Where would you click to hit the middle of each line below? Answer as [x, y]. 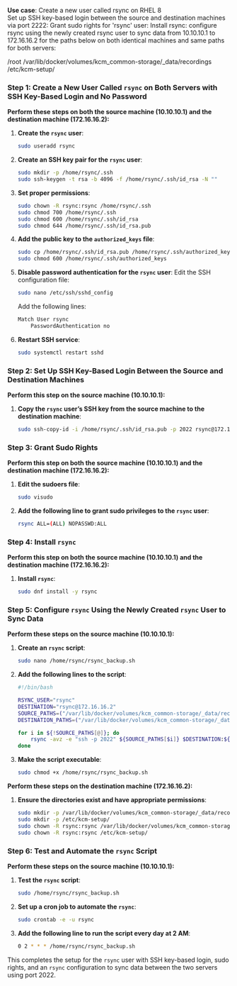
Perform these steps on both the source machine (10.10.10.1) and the [110, 112]
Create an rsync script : [51, 648]
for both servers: [32, 48]
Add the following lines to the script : [72, 675]
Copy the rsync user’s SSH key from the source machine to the [111, 409]
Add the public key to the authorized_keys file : [86, 239]
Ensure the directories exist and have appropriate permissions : [112, 800]
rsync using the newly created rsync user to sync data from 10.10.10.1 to [111, 33]
